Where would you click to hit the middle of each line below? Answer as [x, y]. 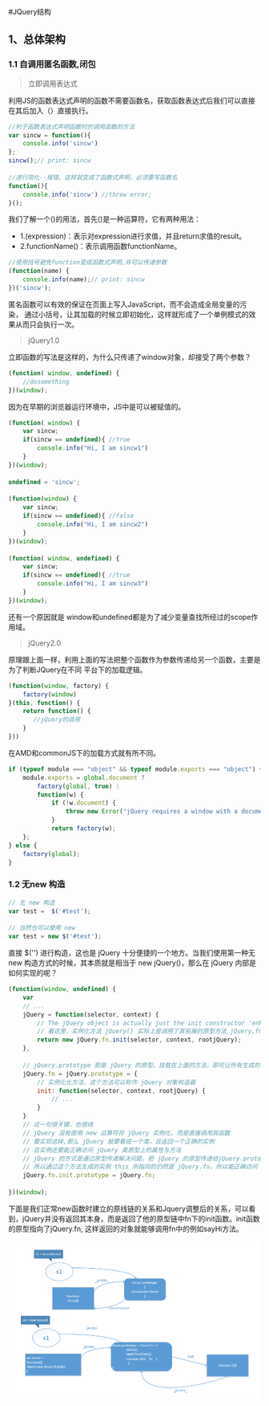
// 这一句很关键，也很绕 [58, 1125]
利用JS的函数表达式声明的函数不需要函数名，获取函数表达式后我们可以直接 [132, 100]
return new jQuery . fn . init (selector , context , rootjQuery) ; [139, 1040]
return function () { [57, 711]
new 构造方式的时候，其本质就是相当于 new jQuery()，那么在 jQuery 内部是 [132, 963]
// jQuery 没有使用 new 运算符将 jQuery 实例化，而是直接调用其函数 [126, 1133]
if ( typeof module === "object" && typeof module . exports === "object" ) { [136, 769]
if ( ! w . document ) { [83, 803]
